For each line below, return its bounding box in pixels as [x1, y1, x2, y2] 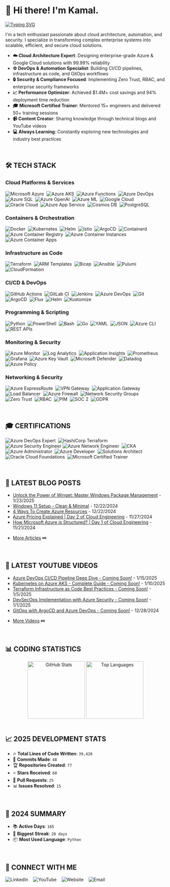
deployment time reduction [12, 96, 70, 103]
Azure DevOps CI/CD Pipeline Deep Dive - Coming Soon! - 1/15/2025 [12, 575, 157, 581]
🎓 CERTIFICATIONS [5, 421, 71, 430]
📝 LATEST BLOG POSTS [5, 478, 81, 487]
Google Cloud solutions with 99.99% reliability [12, 60, 110, 66]
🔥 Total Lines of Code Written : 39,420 [12, 751, 93, 757]
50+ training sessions [12, 110, 59, 116]
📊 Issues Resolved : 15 [12, 783, 61, 789]
